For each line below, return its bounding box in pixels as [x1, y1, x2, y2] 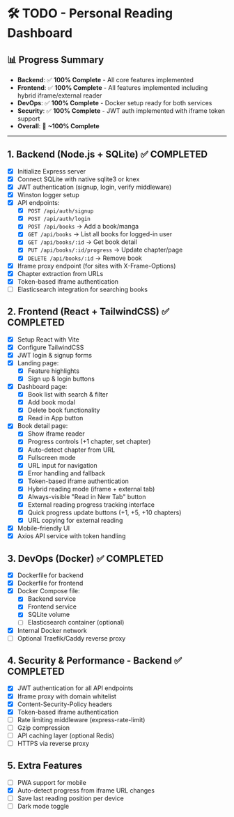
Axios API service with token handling [17, 532, 126, 540]
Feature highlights [27, 367, 80, 375]
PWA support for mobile [17, 778, 87, 786]
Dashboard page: [17, 383, 68, 390]
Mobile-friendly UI [17, 524, 70, 533]
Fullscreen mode [27, 453, 76, 461]
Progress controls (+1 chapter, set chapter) [27, 437, 151, 446]
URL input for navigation [27, 461, 97, 469]
